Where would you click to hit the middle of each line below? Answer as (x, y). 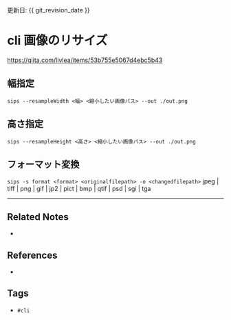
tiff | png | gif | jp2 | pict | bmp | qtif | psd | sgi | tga (79, 189)
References (32, 255)
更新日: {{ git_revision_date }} (49, 10)
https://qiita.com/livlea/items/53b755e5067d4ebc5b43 (85, 60)
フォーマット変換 (43, 164)
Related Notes (38, 217)
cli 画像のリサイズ (57, 41)
